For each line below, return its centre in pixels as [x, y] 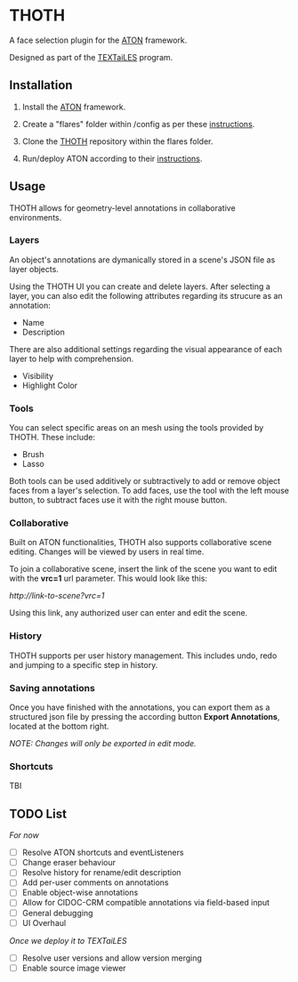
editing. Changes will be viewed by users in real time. [107, 551]
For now [24, 835]
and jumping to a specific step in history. [84, 664]
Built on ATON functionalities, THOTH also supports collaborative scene [141, 543]
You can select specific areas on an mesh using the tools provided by [137, 428]
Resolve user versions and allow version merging [112, 958]
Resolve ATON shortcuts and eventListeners [103, 853]
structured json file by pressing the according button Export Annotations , [145, 717]
